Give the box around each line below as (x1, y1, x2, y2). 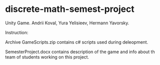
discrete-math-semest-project (5, 3, 135, 15)
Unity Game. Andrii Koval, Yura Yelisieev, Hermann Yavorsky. (5, 20, 130, 26)
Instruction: (5, 29, 29, 35)
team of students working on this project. (5, 54, 89, 60)
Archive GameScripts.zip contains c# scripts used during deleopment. (5, 39, 149, 45)
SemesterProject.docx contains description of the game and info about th (5, 49, 155, 55)
